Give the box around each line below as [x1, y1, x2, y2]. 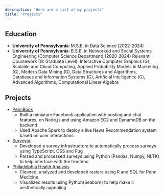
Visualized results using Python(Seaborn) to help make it [19, 179, 134, 185]
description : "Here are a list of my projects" [5, 7, 104, 12]
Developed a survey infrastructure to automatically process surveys [19, 143, 157, 149]
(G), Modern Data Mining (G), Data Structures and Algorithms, [12, 69, 137, 75]
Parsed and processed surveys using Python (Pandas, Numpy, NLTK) [19, 153, 160, 159]
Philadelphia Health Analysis [12, 164, 70, 170]
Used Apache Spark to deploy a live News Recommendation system [19, 127, 157, 133]
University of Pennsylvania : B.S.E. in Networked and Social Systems [12, 48, 152, 54]
